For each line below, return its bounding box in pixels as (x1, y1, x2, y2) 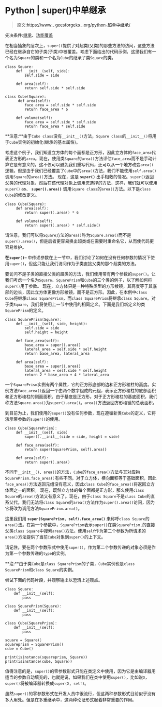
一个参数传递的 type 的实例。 (13, 550, 69, 556)
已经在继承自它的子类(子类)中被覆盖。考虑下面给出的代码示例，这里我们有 (5, 49, 152, 54)
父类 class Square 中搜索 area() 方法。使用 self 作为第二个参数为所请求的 (5, 528, 146, 534)
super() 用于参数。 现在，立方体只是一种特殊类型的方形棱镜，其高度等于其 (5, 283, 153, 289)
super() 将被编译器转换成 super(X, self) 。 (5, 680, 89, 686)
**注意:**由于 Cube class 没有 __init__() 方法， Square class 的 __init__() (5, 133, 148, 139)
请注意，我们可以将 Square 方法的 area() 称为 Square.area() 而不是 (5, 232, 132, 238)
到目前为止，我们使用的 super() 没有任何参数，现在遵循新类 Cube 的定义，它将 (5, 410, 156, 416)
